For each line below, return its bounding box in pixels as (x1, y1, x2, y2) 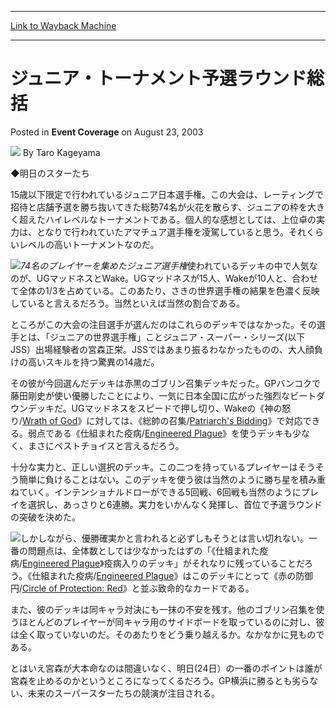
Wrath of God (22, 414, 78, 426)
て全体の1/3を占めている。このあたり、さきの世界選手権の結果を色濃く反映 (10, 284, 320, 296)
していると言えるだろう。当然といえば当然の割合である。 (10, 297, 246, 309)
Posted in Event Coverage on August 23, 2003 (10, 126, 204, 138)
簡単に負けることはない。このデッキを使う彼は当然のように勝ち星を (18, 473, 300, 485)
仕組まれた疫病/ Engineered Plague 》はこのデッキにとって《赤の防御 (31, 569, 314, 581)
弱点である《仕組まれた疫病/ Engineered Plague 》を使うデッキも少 (27, 427, 302, 439)
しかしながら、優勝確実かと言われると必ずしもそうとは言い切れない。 (20, 532, 310, 544)
